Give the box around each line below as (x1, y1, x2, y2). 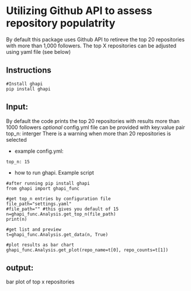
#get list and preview (6, 227, 61, 232)
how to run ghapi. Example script (14, 169, 95, 176)
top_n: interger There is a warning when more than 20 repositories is (6, 130, 171, 137)
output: (6, 262, 34, 273)
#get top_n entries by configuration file (6, 196, 111, 201)
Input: (6, 102, 28, 112)
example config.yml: (14, 148, 64, 155)
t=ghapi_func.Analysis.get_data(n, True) (6, 231, 109, 238)
